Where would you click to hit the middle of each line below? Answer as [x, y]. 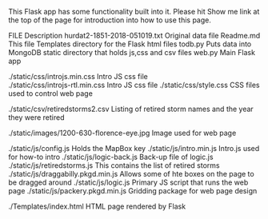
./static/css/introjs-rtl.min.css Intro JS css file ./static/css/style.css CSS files [134, 85]
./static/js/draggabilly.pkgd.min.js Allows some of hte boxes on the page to [131, 174]
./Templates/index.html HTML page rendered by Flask [97, 206]
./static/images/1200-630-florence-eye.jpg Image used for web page [122, 133]
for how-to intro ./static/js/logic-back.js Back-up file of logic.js [111, 157]
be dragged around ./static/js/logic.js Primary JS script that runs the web [128, 182]
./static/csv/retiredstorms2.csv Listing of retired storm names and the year [131, 109]
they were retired [36, 117]
